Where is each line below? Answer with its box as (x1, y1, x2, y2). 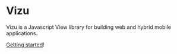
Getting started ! (6, 41, 45, 48)
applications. (6, 29, 37, 36)
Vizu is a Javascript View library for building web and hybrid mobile (6, 23, 171, 31)
